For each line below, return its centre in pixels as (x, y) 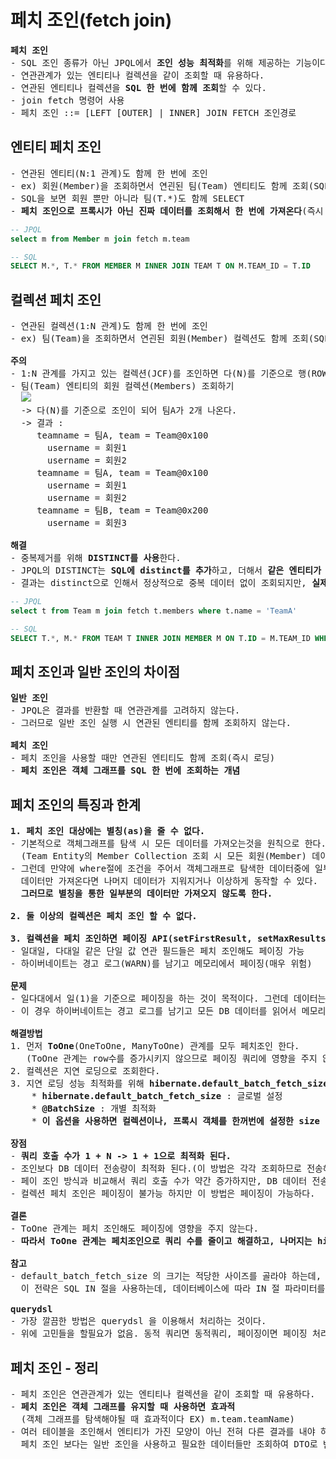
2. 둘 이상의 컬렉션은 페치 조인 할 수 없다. (104, 916)
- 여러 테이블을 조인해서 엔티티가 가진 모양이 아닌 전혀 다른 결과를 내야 (163, 1431)
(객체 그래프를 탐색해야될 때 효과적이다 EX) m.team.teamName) (157, 1419)
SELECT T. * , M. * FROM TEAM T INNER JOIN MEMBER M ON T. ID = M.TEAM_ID (160, 638)
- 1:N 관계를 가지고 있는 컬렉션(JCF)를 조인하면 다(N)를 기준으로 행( (161, 374)
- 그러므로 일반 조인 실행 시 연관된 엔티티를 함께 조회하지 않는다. (151, 723)
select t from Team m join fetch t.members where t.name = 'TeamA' (154, 611)
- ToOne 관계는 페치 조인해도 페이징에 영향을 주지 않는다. (134, 1229)
